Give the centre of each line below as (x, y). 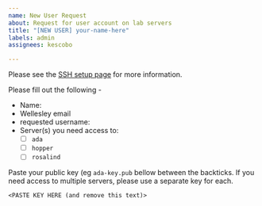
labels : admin (32, 38)
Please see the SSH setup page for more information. (95, 74)
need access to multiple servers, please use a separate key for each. (121, 181)
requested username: (55, 122)
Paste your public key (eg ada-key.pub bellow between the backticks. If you (131, 173)
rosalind (46, 158)
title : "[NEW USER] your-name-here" (69, 30)
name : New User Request (48, 15)
